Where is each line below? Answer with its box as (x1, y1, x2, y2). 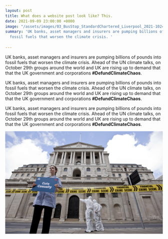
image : (5, 24, 19, 29)
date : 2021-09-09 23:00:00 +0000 (5, 18, 75, 23)
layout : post (5, 8, 32, 13)
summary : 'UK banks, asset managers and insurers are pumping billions (5, 29, 157, 34)
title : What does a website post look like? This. (5, 13, 113, 18)
